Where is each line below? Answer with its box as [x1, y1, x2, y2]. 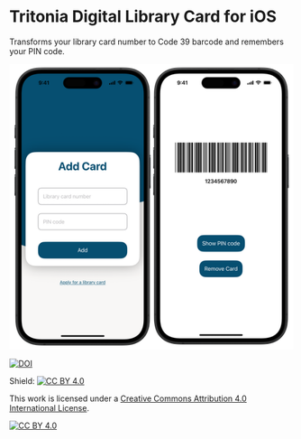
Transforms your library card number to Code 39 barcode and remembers [9, 36, 284, 47]
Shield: [9, 375, 35, 386]
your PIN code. [9, 45, 65, 56]
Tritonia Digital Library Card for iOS [9, 6, 278, 27]
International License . [9, 402, 90, 413]
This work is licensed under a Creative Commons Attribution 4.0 [9, 393, 248, 404]
